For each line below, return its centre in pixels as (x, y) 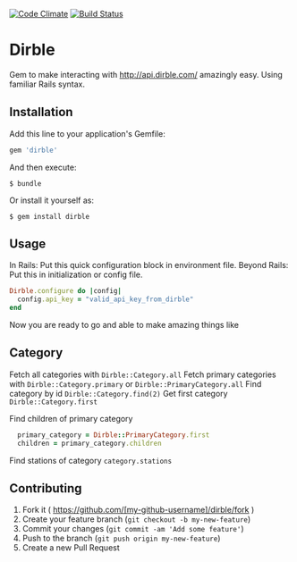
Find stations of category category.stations (91, 460)
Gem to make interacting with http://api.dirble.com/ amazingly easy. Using (146, 74)
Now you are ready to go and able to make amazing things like (124, 325)
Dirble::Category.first (54, 402)
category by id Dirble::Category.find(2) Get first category (119, 393)
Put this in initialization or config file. (76, 275)
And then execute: (43, 167)
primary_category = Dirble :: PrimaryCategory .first (114, 435)
